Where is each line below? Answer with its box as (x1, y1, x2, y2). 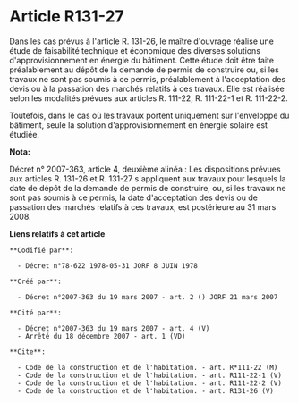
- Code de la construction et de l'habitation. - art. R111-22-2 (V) (17, 378, 282, 388)
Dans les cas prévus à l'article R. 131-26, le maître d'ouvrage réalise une (9, 36, 275, 46)
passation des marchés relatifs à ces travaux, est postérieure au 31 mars (9, 201, 277, 212)
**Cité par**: (9, 308, 63, 317)
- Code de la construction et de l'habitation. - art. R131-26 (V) (17, 386, 275, 395)
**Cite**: (9, 347, 47, 357)
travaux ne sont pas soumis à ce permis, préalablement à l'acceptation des (9, 73, 286, 84)
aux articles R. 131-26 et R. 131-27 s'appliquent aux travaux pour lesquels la (9, 172, 286, 184)
